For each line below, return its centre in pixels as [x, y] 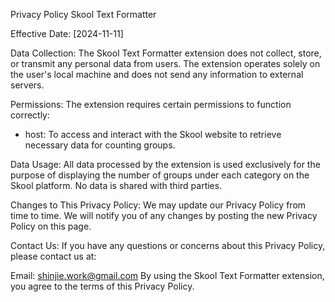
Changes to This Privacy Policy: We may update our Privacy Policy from [158, 205]
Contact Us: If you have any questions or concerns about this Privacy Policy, [168, 245]
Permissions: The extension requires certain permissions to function [151, 104]
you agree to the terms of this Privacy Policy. [102, 286]
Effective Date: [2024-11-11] [67, 33]
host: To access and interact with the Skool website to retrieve [153, 134]
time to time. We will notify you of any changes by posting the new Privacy [164, 215]
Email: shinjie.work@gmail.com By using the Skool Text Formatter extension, [167, 275]
